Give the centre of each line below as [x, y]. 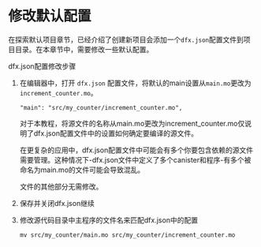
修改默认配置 [50, 16]
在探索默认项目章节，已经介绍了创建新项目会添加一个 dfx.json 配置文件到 [126, 39]
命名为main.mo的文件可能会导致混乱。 [82, 170]
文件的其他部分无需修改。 [61, 186]
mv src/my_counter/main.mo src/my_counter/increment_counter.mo [127, 235]
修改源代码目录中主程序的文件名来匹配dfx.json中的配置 [109, 220]
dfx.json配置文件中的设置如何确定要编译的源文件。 [116, 133]
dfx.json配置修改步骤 [42, 66]
